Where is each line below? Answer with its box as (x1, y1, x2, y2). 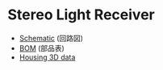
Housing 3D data (19, 52, 76, 62)
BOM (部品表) (19, 43, 65, 53)
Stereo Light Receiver (7, 6, 155, 24)
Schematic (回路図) (19, 33, 84, 43)
